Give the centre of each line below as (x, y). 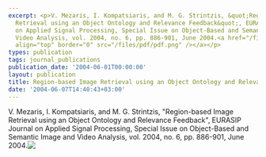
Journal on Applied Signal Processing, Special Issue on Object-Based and (129, 128)
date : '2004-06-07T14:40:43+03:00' (67, 89)
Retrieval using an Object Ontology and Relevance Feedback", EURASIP (125, 121)
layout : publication (42, 75)
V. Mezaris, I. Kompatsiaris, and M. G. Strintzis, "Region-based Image (121, 112)
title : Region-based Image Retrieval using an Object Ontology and (122, 82)
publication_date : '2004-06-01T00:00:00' (78, 67)
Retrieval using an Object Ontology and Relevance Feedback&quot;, (129, 23)
